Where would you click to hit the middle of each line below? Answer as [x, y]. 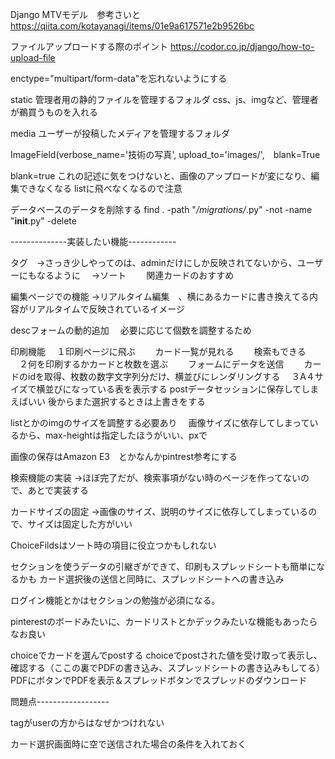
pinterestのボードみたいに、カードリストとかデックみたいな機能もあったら [164, 621]
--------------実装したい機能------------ [93, 241]
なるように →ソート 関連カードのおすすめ [135, 275]
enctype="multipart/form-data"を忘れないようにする [119, 78]
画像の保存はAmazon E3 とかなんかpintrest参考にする [124, 456]
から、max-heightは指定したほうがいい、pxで [113, 435]
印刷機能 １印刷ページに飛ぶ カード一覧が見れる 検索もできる [158, 351]
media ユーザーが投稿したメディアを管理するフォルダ [120, 133]
